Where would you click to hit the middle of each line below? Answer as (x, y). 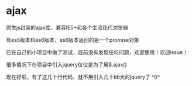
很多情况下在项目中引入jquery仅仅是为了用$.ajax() (66, 64)
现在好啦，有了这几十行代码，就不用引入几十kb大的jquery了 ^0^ (83, 77)
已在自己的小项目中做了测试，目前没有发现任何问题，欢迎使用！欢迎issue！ (97, 52)
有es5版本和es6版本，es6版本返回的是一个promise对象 (73, 40)
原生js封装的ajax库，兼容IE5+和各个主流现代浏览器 (67, 27)
